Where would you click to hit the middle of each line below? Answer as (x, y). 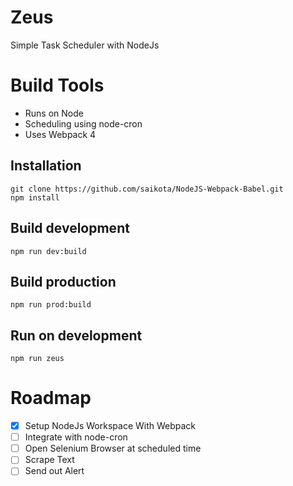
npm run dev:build (48, 251)
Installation (46, 166)
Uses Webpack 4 (60, 134)
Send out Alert (54, 471)
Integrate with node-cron (76, 437)
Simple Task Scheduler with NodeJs (85, 45)
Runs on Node (54, 113)
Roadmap (51, 398)
